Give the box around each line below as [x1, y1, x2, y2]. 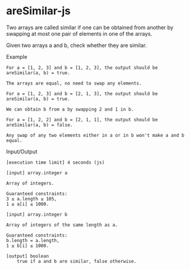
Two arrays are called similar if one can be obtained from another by [6, 24, 174, 31]
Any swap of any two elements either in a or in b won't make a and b [6, 132, 185, 138]
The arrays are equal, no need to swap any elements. [6, 80, 142, 86]
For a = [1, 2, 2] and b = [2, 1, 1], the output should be [6, 117, 159, 123]
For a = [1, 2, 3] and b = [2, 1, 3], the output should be [6, 90, 159, 96]
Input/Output [6, 147, 37, 155]
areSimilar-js [6, 4, 71, 18]
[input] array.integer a [6, 169, 68, 176]
